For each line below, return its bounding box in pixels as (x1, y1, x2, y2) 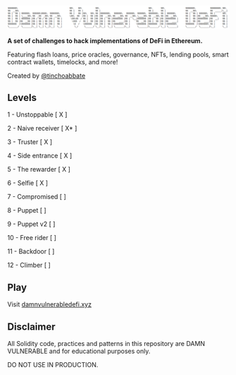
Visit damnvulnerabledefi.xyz (7, 300, 92, 309)
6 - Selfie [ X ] (7, 179, 48, 187)
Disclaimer (7, 321, 56, 333)
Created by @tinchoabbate (7, 71, 86, 80)
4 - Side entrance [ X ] (7, 151, 73, 160)
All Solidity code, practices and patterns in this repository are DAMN (7, 340, 206, 348)
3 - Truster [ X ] (7, 138, 53, 146)
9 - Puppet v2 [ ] (7, 220, 56, 228)
